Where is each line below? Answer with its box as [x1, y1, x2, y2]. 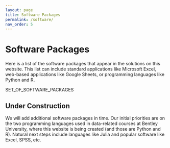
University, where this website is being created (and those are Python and [5, 126, 161, 132]
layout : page [5, 7, 33, 13]
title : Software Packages [5, 12, 60, 17]
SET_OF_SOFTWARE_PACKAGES [5, 87, 74, 93]
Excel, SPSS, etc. [5, 137, 41, 143]
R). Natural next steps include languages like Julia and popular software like [5, 131, 165, 137]
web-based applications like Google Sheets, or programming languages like [5, 71, 165, 78]
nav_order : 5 [5, 21, 33, 27]
